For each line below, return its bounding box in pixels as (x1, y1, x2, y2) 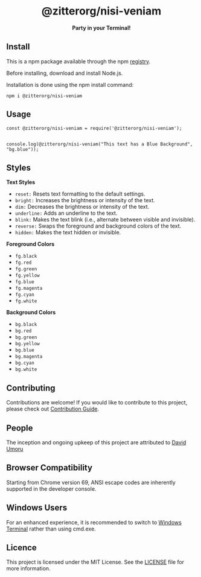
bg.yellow (14, 341, 40, 347)
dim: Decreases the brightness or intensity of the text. (14, 203, 150, 211)
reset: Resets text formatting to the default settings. (14, 190, 145, 197)
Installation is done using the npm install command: (6, 81, 134, 88)
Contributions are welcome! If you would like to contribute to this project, (6, 399, 188, 406)
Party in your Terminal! (72, 24, 131, 31)
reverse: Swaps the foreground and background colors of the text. (14, 222, 182, 230)
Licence (6, 543, 37, 553)
